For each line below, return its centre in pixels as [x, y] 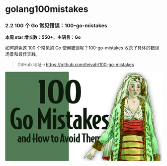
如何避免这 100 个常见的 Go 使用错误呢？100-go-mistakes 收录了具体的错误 [82, 48]
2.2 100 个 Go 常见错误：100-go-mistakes [56, 26]
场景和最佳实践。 [23, 54]
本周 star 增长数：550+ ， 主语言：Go [43, 37]
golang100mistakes [47, 9]
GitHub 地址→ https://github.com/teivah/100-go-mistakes [76, 65]
